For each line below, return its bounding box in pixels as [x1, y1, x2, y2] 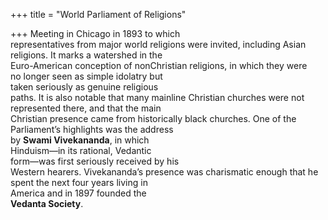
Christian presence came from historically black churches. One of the [10, 113, 297, 124]
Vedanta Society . [10, 198, 84, 209]
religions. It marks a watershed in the [10, 49, 163, 61]
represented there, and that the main [10, 102, 162, 114]
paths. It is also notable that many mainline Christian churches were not [10, 92, 305, 103]
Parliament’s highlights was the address [10, 124, 174, 135]
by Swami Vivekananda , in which [10, 134, 150, 146]
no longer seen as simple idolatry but [10, 70, 163, 82]
